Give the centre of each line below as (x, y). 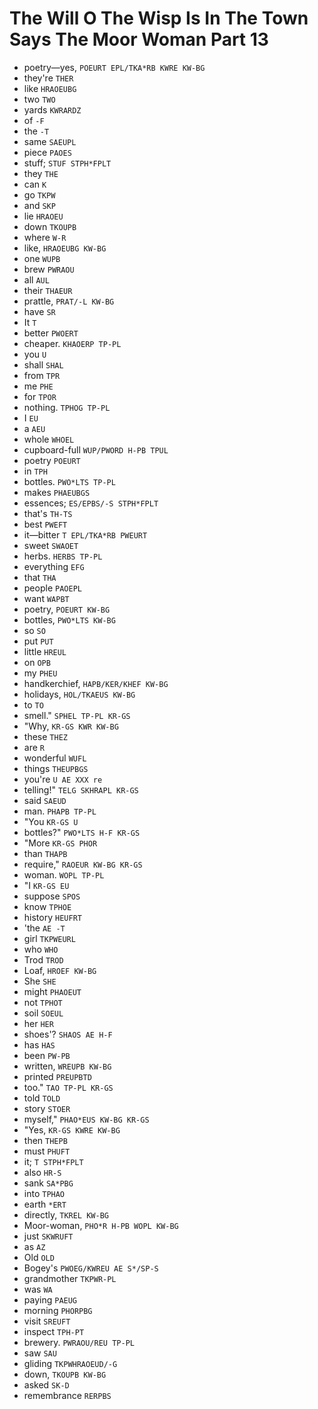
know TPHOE (47, 906)
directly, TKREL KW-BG (66, 1214)
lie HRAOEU (43, 216)
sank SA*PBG (48, 1183)
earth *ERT (45, 1204)
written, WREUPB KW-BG (67, 1066)
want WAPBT (46, 598)
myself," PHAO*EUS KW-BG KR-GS (86, 1119)
